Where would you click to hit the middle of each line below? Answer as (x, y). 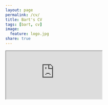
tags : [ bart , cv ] (24, 24)
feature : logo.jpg (30, 34)
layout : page (19, 10)
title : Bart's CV (24, 19)
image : (12, 29)
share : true (18, 39)
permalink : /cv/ (23, 15)
